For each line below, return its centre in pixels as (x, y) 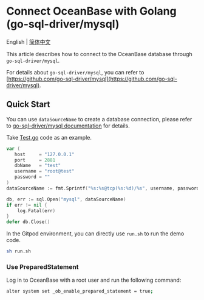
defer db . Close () (28, 222)
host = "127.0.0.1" (44, 154)
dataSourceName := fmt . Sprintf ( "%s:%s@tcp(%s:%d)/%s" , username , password (103, 188)
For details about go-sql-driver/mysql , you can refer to (75, 72)
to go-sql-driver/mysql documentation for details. (68, 126)
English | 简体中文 (29, 41)
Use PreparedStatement (42, 266)
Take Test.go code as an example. (49, 137)
